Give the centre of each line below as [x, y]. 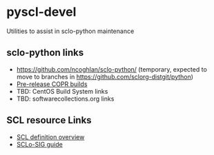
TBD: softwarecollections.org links [65, 99]
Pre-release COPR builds [52, 84]
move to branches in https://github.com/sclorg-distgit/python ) [105, 76]
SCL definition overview [50, 137]
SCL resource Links [49, 120]
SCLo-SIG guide [39, 144]
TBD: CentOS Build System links [62, 91]
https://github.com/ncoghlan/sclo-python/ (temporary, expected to [112, 69]
